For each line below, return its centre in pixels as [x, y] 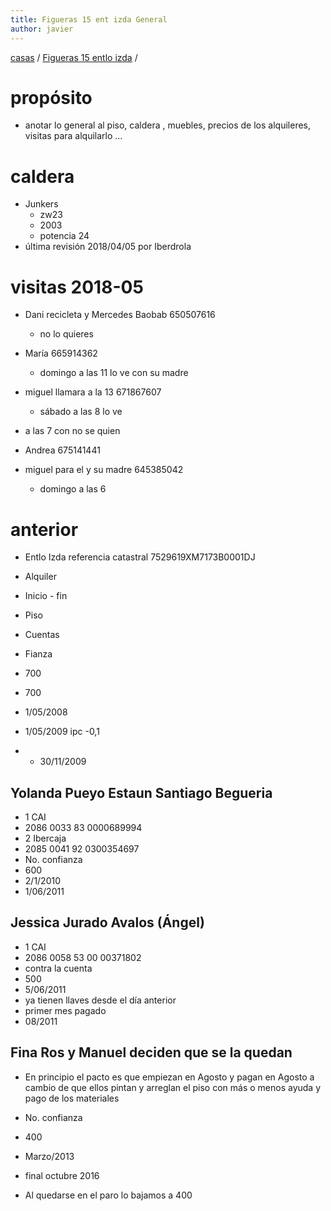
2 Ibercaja [45, 838]
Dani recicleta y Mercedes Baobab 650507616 [120, 315]
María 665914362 [61, 353]
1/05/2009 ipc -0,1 [62, 732]
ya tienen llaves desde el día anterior [100, 1000]
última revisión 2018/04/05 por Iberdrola [108, 247]
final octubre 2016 [62, 1175]
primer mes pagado [65, 1010]
